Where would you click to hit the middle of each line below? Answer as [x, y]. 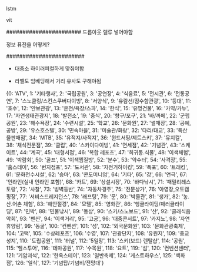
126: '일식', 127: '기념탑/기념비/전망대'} [59, 263]
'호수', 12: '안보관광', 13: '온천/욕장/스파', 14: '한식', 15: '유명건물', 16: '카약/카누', [98, 108]
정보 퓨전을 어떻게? [28, 44]
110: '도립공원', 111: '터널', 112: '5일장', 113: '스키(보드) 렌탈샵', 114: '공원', [103, 241]
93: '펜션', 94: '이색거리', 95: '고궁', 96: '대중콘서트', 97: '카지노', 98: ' [100, 218]
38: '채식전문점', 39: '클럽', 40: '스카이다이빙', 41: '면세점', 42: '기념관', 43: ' [94, 145]
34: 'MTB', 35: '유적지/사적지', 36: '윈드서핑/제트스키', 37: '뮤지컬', [106, 137]
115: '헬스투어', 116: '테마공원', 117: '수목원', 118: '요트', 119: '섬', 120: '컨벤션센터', [98, 248]
